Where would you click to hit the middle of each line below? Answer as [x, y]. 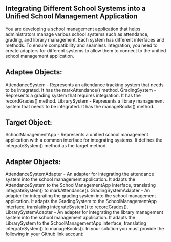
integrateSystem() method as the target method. [56, 146]
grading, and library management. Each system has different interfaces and [85, 39]
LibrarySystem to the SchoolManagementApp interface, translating [76, 223]
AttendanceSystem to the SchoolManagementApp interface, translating [81, 185]
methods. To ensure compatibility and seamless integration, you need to [81, 45]
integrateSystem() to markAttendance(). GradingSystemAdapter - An [78, 190]
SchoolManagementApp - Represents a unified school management [77, 135]
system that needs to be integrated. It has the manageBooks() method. [80, 106]
